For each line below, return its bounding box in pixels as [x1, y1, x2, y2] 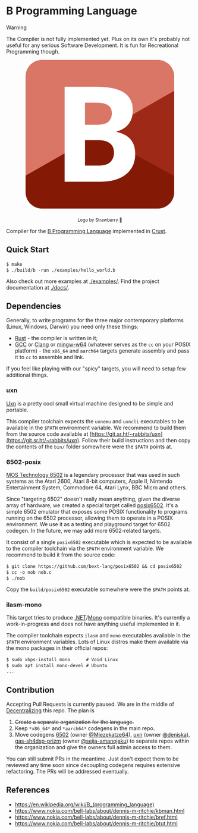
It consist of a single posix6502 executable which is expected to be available [6, 538, 192, 545]
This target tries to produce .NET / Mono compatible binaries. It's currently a [6, 614, 190, 621]
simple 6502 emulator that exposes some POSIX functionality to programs [6, 508, 188, 515]
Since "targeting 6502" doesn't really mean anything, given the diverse [6, 495, 180, 502]
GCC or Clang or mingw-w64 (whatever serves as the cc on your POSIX [14, 341, 191, 348]
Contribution [6, 685, 55, 695]
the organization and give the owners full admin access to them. [14, 744, 172, 751]
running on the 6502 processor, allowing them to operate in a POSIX [6, 514, 174, 521]
